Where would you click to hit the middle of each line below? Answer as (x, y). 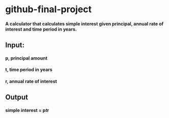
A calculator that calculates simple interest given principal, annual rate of (84, 23)
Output (17, 97)
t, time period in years (29, 70)
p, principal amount (26, 58)
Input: (15, 45)
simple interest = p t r (27, 110)
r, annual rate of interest (31, 81)
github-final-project (49, 9)
